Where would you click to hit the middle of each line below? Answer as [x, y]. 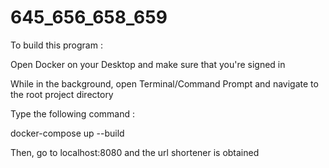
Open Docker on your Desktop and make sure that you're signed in [148, 64]
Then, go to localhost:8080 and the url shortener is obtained [135, 152]
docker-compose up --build [67, 133]
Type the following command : [72, 113]
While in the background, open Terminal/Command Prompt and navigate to [164, 83]
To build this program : [56, 45]
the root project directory [62, 94]
